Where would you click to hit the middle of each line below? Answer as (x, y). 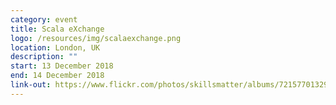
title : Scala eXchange (57, 29)
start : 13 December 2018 (62, 66)
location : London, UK (55, 47)
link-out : (31, 85)
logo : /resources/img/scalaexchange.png (96, 38)
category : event (44, 19)
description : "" (44, 57)
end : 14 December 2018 (57, 76)
